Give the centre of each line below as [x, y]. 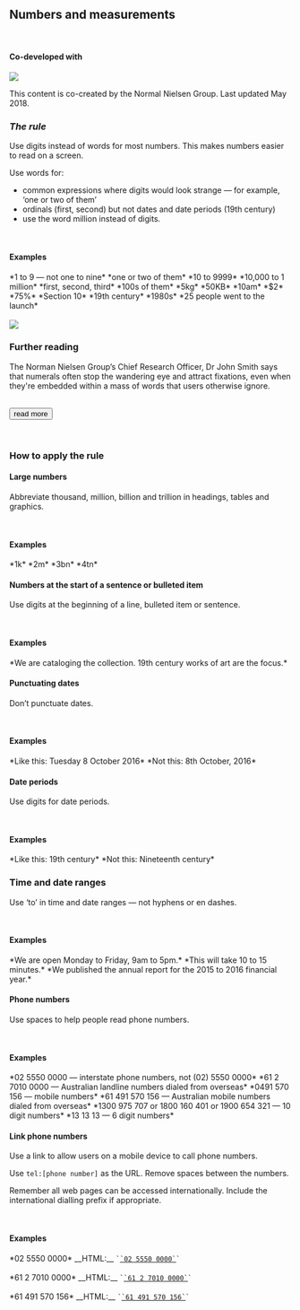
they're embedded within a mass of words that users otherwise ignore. [140, 386]
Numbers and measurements [93, 15]
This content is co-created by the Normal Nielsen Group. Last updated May [148, 94]
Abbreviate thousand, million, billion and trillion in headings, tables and [139, 496]
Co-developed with [46, 57]
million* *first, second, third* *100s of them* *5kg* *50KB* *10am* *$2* [146, 286]
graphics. [27, 506]
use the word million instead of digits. [91, 219]
